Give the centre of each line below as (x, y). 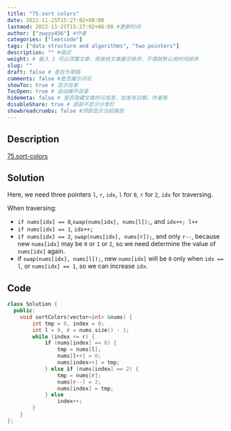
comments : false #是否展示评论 (50, 78)
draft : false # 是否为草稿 (44, 72)
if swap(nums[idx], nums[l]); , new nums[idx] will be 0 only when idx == (120, 259)
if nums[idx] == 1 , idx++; (55, 229)
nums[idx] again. (41, 251)
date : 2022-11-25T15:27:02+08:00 (56, 20)
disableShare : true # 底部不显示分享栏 (61, 105)
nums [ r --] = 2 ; (79, 382)
